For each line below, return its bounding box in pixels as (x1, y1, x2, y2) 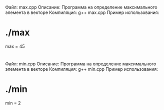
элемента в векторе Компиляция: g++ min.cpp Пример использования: (5, 66, 158, 72)
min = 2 (5, 100, 21, 106)
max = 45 (5, 43, 25, 49)
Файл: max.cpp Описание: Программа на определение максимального (5, 4, 157, 10)
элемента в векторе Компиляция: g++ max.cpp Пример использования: (5, 9, 159, 15)
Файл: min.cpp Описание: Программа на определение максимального (5, 61, 156, 67)
